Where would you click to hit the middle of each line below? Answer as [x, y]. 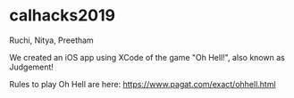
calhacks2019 [63, 16]
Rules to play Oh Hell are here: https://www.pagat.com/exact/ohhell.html [143, 84]
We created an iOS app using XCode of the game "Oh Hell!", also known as [147, 57]
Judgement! [31, 67]
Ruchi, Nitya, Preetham [51, 40]
